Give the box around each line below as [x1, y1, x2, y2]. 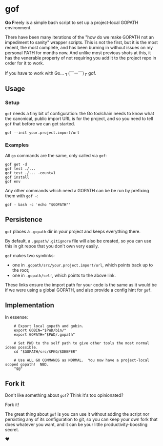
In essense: [5, 314, 28, 320]
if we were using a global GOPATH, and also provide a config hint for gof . [5, 287, 152, 293]
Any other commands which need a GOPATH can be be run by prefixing [5, 187, 149, 193]
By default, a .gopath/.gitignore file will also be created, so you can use [5, 238, 152, 243]
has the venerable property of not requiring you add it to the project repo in [5, 55, 157, 61]
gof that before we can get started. [5, 121, 76, 126]
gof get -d [5, 162, 27, 167]
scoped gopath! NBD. [5, 362, 49, 367]
